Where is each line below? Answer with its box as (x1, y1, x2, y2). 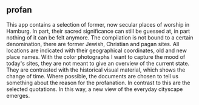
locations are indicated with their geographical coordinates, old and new (6, 47, 187, 54)
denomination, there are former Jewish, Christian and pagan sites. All (6, 40, 180, 47)
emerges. (6, 92, 30, 99)
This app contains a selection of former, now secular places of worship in (6, 21, 190, 28)
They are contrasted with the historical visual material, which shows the (6, 66, 186, 73)
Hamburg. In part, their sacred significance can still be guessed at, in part (6, 27, 191, 35)
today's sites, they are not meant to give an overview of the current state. (6, 59, 190, 67)
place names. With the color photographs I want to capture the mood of (6, 53, 186, 60)
